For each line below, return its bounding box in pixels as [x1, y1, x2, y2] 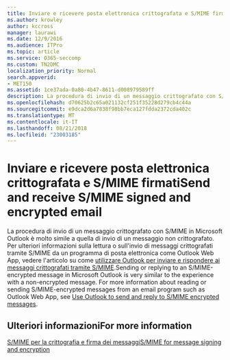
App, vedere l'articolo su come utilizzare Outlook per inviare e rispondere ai [7, 256, 220, 265]
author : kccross [7, 23, 53, 29]
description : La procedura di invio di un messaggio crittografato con [7, 93, 216, 100]
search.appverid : [7, 73, 57, 81]
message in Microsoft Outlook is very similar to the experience [37, 271, 214, 279]
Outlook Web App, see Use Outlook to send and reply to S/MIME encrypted [7, 293, 220, 301]
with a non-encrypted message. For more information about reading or [7, 278, 207, 287]
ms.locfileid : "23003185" [7, 131, 81, 138]
